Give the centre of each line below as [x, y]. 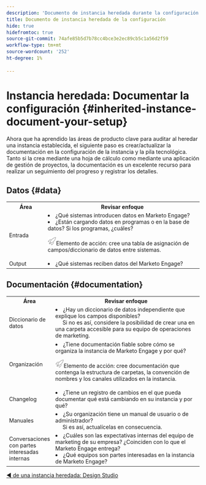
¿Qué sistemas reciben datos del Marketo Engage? [119, 264]
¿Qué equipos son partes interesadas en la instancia [129, 455]
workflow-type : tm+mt [34, 45]
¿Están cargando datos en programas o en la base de [122, 222]
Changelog [23, 399]
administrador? [74, 421]
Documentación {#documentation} [75, 285]
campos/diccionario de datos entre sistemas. [104, 250]
